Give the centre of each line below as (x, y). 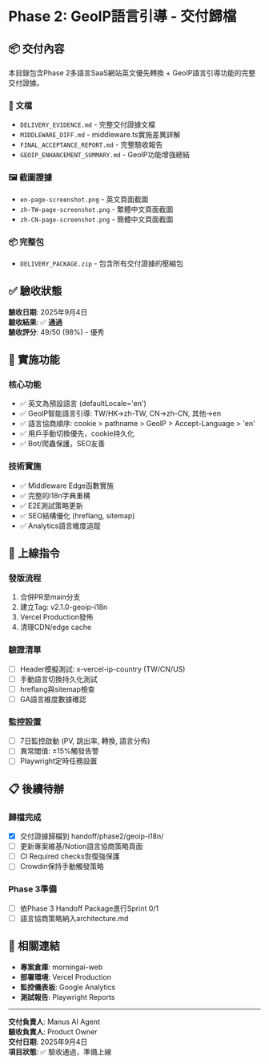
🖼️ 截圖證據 (30, 177)
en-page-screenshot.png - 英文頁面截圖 (84, 199)
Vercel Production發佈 (56, 617)
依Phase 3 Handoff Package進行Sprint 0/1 (89, 908)
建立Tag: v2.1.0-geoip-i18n (64, 607)
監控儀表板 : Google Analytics (68, 987)
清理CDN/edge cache (56, 627)
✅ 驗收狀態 (35, 291)
